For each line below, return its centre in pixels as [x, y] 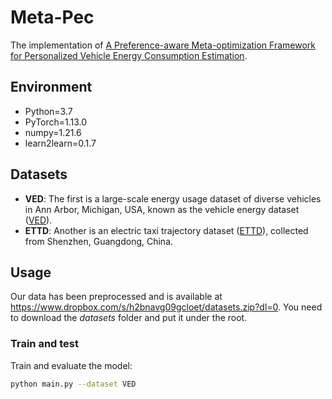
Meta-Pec [52, 17]
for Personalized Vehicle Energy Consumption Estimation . [129, 55]
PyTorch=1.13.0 [56, 122]
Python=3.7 [48, 111]
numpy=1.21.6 [53, 132]
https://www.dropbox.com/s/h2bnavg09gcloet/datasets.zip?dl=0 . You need [166, 307]
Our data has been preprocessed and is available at [116, 297]
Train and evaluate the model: [71, 365]
